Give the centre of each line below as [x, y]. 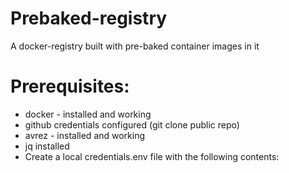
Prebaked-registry [89, 18]
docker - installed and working [88, 114]
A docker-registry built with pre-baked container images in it [135, 46]
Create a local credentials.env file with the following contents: [152, 156]
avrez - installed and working [85, 135]
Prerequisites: [70, 86]
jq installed [47, 146]
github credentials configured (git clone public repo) [132, 124]
